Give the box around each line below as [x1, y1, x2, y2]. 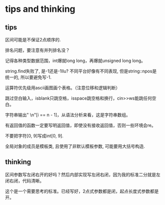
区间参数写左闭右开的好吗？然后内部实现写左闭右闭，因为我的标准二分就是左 [5, 171, 161, 177]
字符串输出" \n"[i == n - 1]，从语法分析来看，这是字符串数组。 [5, 112, 131, 118]
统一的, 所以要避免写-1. [5, 74, 52, 80]
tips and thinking [5, 3, 75, 15]
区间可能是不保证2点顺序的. [5, 37, 61, 42]
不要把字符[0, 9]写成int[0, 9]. [5, 133, 64, 138]
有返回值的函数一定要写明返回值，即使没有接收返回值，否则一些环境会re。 [5, 122, 156, 128]
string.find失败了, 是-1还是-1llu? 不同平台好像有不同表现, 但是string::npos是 [5, 68, 157, 74]
